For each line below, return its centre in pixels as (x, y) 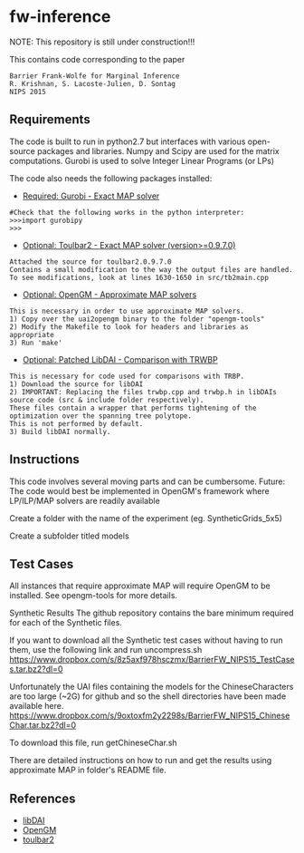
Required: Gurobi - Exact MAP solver (91, 196)
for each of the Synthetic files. (66, 623)
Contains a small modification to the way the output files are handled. (152, 269)
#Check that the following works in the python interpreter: (127, 212)
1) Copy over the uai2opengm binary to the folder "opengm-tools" (137, 319)
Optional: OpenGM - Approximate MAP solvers (109, 294)
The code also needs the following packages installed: (111, 178)
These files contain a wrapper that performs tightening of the (133, 408)
